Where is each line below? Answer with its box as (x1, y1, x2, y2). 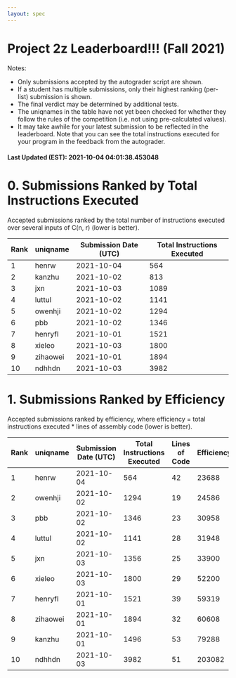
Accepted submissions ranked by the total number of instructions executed (7, 216, 225, 225)
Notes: (7, 64, 27, 72)
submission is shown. (29, 92, 93, 100)
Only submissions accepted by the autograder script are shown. (17, 77, 204, 86)
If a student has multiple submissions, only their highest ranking (17, 85, 202, 93)
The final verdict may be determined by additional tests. (17, 100, 179, 108)
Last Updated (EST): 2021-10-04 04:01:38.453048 (7, 153, 159, 162)
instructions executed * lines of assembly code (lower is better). (7, 422, 193, 431)
